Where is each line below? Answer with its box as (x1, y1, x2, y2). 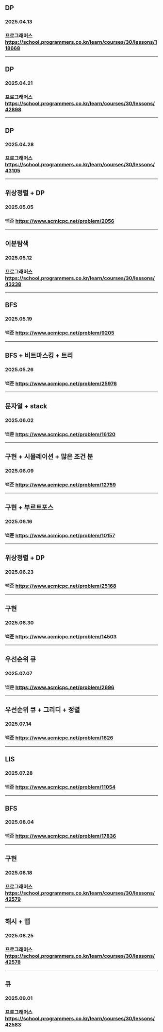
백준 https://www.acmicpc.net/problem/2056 (5, 218, 114, 225)
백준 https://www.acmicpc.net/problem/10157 (5, 532, 115, 539)
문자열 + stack (5, 402, 48, 410)
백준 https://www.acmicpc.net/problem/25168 (5, 583, 116, 590)
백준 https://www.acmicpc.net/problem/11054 (5, 784, 116, 790)
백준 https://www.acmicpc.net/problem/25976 (5, 380, 117, 387)
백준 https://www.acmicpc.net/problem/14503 (5, 633, 117, 640)
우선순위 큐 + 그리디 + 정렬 (5, 706, 80, 714)
